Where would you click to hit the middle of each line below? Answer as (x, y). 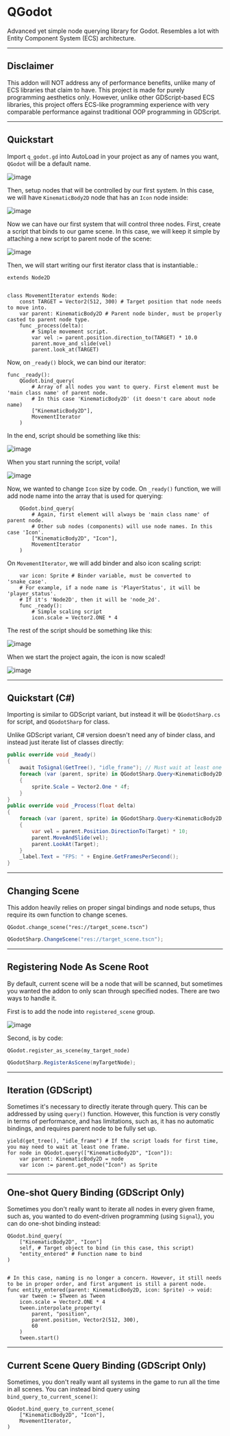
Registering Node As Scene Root (78, 967)
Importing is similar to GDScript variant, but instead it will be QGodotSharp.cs (114, 715)
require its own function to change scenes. (67, 915)
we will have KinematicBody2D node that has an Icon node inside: (98, 197)
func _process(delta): (52, 325)
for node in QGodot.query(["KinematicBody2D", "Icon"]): (90, 1153)
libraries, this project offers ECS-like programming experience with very (108, 104)
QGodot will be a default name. (49, 163)
